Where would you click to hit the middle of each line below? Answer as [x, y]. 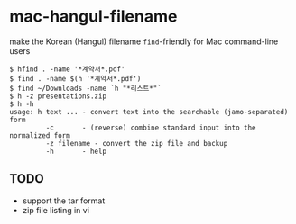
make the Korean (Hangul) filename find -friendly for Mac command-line [144, 41]
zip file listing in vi [56, 210]
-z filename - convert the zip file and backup [137, 143]
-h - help [76, 151]
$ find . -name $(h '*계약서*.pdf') [75, 78]
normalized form [40, 135]
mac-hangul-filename [93, 17]
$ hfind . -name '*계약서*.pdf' [67, 69]
